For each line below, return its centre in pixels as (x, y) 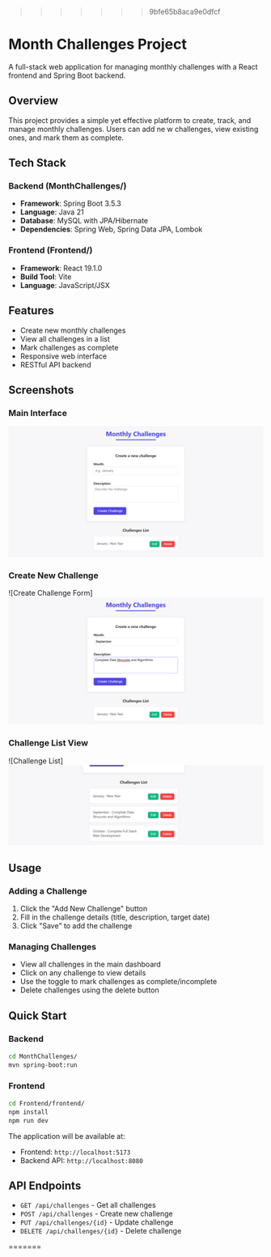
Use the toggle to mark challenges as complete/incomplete (119, 982)
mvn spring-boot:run (43, 1065)
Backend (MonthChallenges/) (68, 186)
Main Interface (38, 413)
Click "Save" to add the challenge (76, 925)
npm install (28, 1112)
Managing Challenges (53, 946)
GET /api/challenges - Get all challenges (88, 1205)
